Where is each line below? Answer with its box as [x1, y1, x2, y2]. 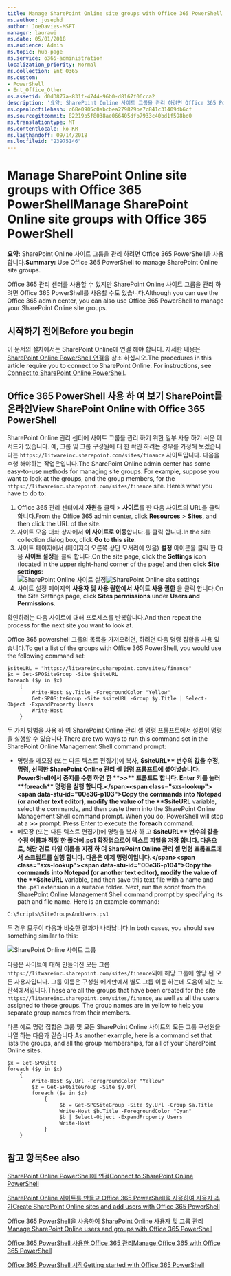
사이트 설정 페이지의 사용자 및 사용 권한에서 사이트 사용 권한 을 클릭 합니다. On [16, 584, 224, 592]
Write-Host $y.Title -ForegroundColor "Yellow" [32, 689, 170, 695]
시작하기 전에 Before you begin [7, 325, 134, 337]
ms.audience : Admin [7, 42, 63, 49]
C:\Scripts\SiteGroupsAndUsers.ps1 [7, 911, 109, 918]
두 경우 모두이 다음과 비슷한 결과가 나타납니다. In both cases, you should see [7, 923, 215, 932]
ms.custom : [7, 74, 38, 81]
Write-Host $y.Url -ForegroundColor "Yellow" [32, 1077, 165, 1084]
